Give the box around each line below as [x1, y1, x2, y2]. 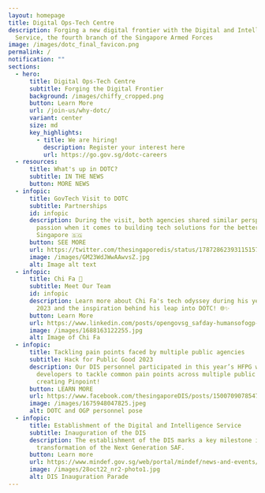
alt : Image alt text [28, 261, 97, 269]
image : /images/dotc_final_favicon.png [8, 41, 140, 49]
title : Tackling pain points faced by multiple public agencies [28, 348, 245, 357]
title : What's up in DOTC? [28, 165, 118, 173]
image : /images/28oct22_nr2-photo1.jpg [28, 465, 160, 473]
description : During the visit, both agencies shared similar [28, 217, 238, 224]
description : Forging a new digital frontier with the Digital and [8, 26, 235, 34]
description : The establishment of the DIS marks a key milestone [28, 436, 252, 444]
